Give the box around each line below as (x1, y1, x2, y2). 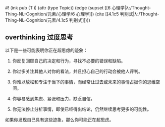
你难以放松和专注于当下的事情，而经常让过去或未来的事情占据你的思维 (12, 79, 156, 85)
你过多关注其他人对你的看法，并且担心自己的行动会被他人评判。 (12, 68, 143, 74)
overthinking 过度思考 (5, 33, 73, 42)
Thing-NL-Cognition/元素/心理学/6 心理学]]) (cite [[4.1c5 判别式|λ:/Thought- (5, 11, 160, 17)
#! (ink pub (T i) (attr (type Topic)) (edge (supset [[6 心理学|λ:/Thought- (5, 5, 151, 10)
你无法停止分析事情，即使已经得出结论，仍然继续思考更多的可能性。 (12, 106, 152, 112)
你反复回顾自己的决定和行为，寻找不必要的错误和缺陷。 (12, 58, 125, 63)
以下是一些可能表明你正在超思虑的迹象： (5, 47, 88, 53)
